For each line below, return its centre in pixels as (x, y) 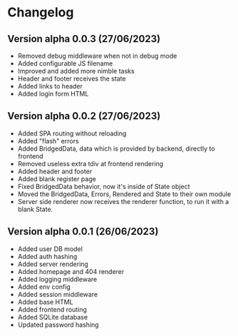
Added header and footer (55, 171)
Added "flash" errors (48, 141)
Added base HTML (45, 302)
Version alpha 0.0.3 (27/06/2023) (84, 39)
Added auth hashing (47, 256)
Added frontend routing (52, 309)
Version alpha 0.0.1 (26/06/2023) (83, 231)
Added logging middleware (57, 279)
